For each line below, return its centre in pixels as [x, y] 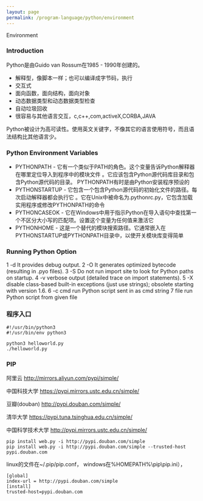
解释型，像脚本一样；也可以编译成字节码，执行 [74, 77]
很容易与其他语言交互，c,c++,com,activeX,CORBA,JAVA [85, 116]
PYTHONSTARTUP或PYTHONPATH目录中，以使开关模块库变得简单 [99, 236]
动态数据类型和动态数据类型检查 [55, 101]
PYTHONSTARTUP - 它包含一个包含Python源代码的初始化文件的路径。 [103, 190]
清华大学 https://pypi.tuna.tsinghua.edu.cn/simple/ [69, 417]
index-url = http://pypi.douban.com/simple [62, 481]
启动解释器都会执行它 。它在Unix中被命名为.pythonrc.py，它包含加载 [107, 197]
